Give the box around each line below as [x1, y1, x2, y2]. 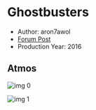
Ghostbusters [7, 4, 90, 20]
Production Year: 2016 [17, 42, 82, 50]
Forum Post [17, 34, 51, 43]
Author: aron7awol [17, 27, 71, 36]
